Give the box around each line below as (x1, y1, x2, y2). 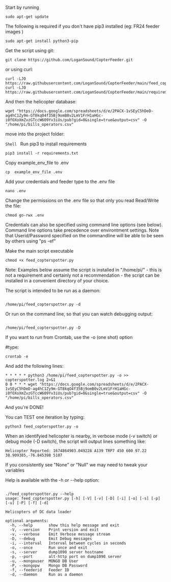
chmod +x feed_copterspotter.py (5, 258, 74, 263)
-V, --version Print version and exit (10, 527, 99, 532)
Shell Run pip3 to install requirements (5, 141, 87, 147)
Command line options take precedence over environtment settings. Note (5, 227, 159, 233)
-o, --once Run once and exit (10, 545, 88, 550)
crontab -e (5, 354, 28, 359)
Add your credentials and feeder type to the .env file (5, 178, 115, 185)
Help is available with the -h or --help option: (5, 477, 99, 483)
